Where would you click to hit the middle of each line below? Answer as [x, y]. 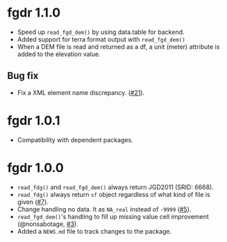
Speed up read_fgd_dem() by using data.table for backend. [101, 32]
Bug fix [23, 76]
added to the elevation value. [59, 54]
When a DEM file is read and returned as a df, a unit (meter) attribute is [118, 46]
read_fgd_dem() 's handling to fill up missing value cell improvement [113, 216]
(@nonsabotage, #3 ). [48, 224]
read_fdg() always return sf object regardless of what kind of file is [113, 194]
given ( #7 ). [33, 202]
